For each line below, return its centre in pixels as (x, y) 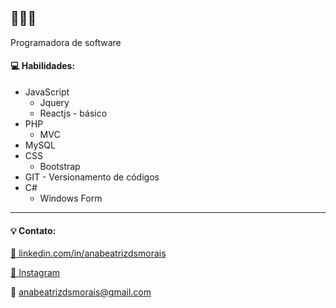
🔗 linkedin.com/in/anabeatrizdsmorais (88, 253)
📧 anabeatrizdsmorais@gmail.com (81, 292)
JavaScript (47, 92)
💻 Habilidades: (43, 66)
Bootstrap (60, 167)
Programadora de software (66, 42)
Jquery (54, 103)
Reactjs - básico (73, 113)
